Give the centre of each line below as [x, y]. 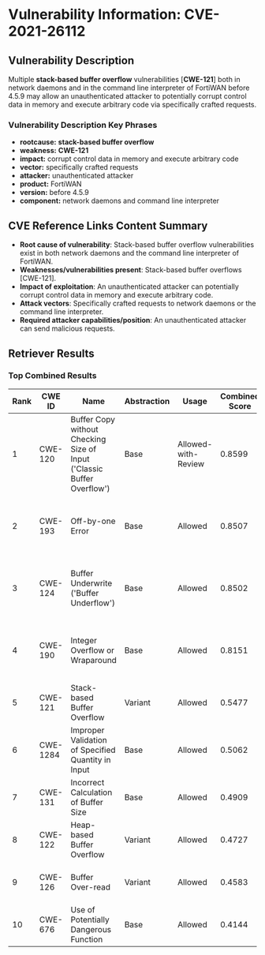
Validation [89, 740]
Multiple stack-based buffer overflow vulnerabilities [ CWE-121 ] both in [124, 79]
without [84, 429]
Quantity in [91, 759]
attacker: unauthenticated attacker [77, 176]
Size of [84, 449]
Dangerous [91, 929]
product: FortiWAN [50, 184]
